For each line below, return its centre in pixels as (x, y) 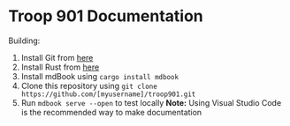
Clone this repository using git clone (89, 85)
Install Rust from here (60, 67)
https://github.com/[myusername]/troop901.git (108, 94)
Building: (24, 41)
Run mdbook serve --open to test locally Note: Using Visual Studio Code (151, 102)
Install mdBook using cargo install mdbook (99, 76)
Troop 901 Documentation (106, 16)
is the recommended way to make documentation (111, 112)
